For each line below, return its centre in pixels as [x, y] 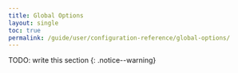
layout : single [34, 23]
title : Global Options [46, 15]
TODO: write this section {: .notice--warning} [82, 60]
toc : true [25, 30]
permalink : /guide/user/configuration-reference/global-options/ [119, 38]
